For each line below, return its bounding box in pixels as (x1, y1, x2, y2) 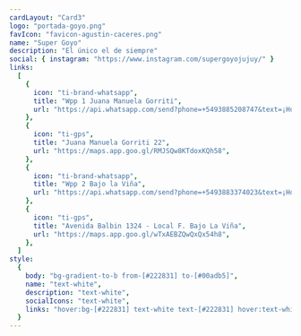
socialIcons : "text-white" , (25, 297, 130, 306)
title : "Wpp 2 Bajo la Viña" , (32, 180, 146, 189)
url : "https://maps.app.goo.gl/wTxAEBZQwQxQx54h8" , (32, 229, 230, 238)
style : (9, 254, 34, 264)
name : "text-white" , (25, 280, 102, 289)
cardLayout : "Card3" (9, 13, 87, 22)
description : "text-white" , (25, 288, 130, 297)
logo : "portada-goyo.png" (9, 22, 106, 30)
